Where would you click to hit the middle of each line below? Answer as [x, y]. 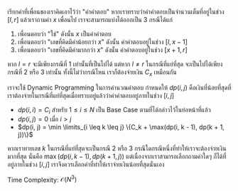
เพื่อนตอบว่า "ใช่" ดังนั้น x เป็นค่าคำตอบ [64, 34]
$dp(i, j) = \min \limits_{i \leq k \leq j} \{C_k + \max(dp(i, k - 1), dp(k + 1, [121, 127]
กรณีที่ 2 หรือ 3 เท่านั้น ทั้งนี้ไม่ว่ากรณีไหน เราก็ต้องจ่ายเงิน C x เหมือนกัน [92, 73]
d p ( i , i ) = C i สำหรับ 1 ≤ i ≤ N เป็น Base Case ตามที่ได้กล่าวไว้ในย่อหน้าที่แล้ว [114, 110]
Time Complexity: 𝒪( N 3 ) [42, 179]
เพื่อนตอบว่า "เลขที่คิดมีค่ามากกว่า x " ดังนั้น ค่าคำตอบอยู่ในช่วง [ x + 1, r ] [102, 50]
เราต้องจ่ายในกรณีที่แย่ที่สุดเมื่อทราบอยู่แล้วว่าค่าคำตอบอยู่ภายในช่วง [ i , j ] [91, 95]
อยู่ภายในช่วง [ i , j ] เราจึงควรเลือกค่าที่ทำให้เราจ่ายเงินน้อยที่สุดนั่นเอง [86, 164]
